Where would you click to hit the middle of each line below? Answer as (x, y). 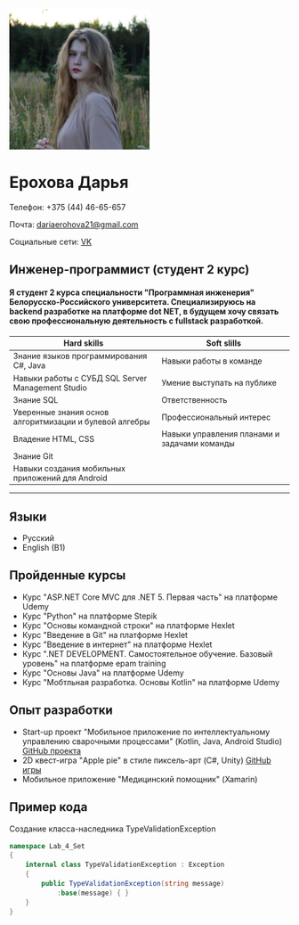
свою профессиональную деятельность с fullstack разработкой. (137, 321)
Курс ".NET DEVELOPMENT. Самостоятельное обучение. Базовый (147, 653)
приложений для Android (61, 478)
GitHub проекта (52, 750)
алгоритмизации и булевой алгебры (81, 422)
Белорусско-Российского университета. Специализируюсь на (133, 301)
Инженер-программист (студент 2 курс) (129, 270)
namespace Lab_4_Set (48, 846)
